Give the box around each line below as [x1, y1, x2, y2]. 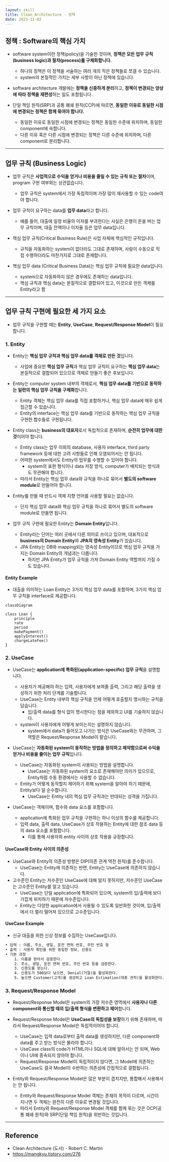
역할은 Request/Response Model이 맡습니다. [27, 734, 117, 740]
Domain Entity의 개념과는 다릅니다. [29, 550, 99, 557]
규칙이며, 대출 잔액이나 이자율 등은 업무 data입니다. [25, 225, 126, 230]
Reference [5, 1131, 39, 1140]
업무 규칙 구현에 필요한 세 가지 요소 [5, 307, 106, 316]
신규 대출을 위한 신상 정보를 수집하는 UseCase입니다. [12, 932, 117, 938]
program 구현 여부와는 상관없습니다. [12, 180, 84, 186]
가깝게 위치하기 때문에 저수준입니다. [20, 896, 91, 902]
